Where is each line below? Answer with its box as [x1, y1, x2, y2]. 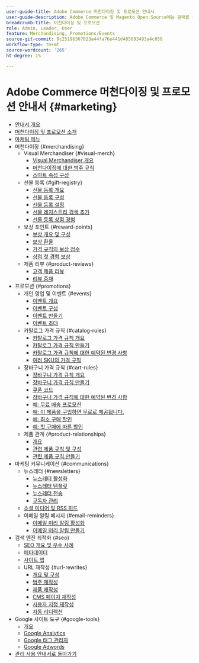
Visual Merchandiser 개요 [32, 156, 94, 163]
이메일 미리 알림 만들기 [32, 526, 85, 533]
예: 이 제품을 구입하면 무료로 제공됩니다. [32, 408, 124, 415]
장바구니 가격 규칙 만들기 [32, 378, 90, 385]
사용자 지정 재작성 [32, 600, 74, 607]
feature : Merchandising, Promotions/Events [6, 31, 115, 37]
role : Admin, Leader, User [6, 25, 73, 31]
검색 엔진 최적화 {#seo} [14, 534, 70, 541]
